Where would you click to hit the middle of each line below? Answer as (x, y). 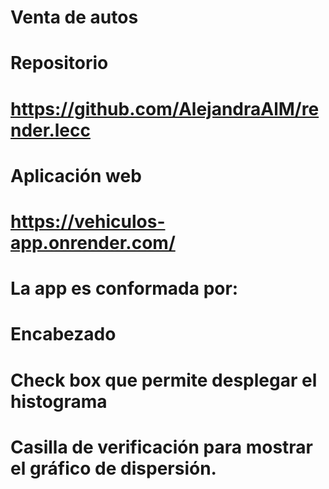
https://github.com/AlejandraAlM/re (165, 108)
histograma (59, 401)
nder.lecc (50, 130)
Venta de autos (74, 17)
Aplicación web (76, 175)
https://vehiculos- (88, 221)
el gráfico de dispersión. (113, 468)
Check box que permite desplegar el (164, 380)
